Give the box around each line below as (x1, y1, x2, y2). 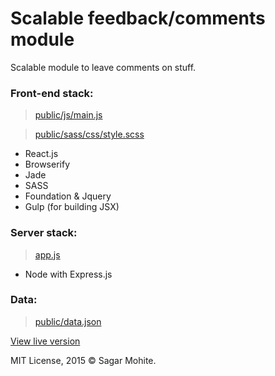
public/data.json (34, 315, 102, 327)
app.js (34, 248, 61, 261)
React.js (24, 148, 59, 160)
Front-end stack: (10, 86, 94, 100)
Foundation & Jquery (24, 190, 112, 202)
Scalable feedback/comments (10, 7, 266, 30)
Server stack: (10, 226, 78, 240)
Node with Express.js (24, 268, 113, 280)
